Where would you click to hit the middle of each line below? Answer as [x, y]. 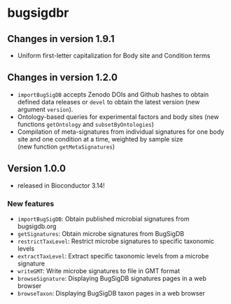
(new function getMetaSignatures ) [66, 146]
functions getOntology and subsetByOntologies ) [85, 124]
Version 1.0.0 [37, 168]
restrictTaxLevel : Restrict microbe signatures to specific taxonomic [116, 241]
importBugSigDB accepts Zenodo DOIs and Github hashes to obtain [113, 94]
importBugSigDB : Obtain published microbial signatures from [103, 219]
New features [31, 203]
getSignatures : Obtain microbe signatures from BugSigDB [100, 233]
